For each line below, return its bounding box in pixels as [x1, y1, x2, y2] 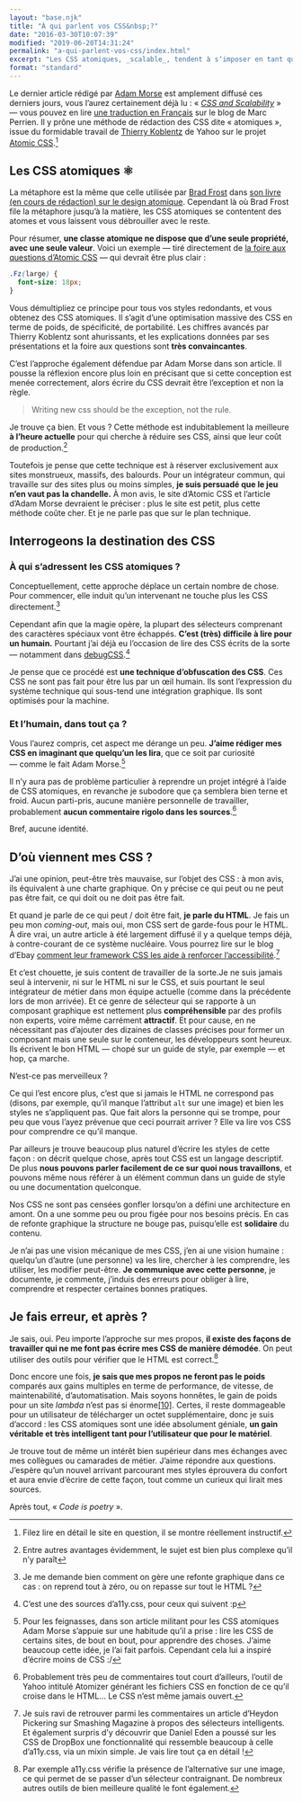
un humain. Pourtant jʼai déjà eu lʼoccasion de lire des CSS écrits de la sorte [9, 637, 290, 648]
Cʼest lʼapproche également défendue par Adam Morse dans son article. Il [9, 358, 282, 368]
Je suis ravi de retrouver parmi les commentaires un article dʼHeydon [22, 1709, 279, 1719]
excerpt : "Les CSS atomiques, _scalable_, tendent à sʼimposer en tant [9, 55, 283, 64]
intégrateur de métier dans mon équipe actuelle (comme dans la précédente [9, 986, 291, 997]
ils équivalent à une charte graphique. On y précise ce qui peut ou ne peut [9, 883, 284, 894]
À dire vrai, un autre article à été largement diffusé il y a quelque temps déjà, [9, 929, 292, 940]
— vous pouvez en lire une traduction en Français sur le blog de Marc [9, 107, 267, 118]
